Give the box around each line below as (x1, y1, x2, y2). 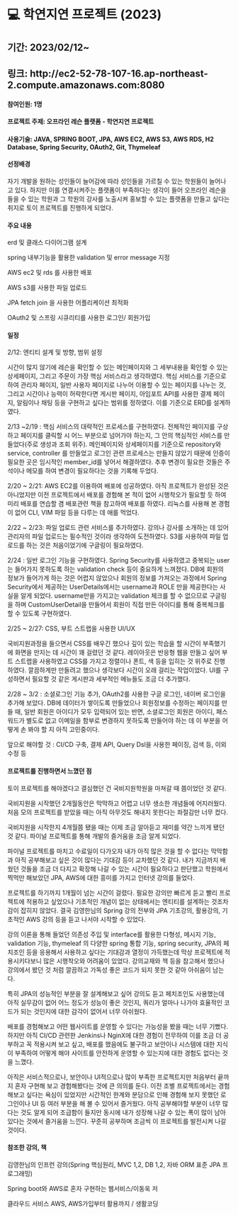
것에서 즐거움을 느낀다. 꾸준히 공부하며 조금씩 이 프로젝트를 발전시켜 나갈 (25, 1117, 227, 1125)
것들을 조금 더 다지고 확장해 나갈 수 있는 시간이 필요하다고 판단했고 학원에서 (20, 864, 229, 873)
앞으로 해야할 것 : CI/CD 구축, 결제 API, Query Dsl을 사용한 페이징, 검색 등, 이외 (7, 740, 227, 749)
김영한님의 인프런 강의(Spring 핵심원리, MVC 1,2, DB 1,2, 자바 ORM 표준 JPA (7, 1160, 221, 1169)
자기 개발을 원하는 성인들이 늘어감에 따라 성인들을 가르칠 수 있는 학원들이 (7, 176, 208, 185)
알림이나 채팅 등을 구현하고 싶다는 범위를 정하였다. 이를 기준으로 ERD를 (16, 398, 212, 407)
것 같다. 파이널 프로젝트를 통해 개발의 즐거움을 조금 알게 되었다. (7, 832, 181, 840)
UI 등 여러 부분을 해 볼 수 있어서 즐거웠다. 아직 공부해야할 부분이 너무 (31, 1099, 221, 1107)
